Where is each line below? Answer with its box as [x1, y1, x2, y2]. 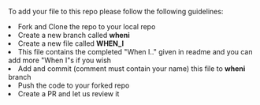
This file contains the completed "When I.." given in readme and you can [18, 47, 254, 56]
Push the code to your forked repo [18, 81, 130, 90]
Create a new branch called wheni [18, 31, 130, 39]
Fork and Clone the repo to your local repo [18, 22, 156, 31]
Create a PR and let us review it [18, 89, 120, 98]
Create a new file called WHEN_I [18, 39, 124, 48]
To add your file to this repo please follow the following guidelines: [8, 7, 224, 16]
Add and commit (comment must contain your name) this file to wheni [18, 64, 246, 73]
